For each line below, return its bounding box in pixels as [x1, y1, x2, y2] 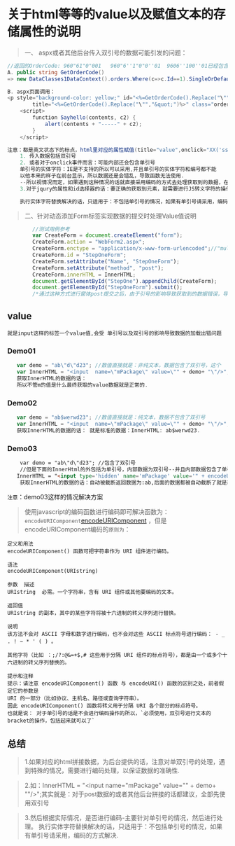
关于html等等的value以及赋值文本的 [7, 6, 214, 22]
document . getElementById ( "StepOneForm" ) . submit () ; [32, 284, 183, 291]
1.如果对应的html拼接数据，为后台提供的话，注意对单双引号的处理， [24, 758, 220, 766]
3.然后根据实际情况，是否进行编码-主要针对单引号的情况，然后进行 [24, 814, 217, 822]
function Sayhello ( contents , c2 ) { [32, 114, 136, 121]
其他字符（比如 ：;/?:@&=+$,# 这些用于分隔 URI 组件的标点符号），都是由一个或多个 [7, 651, 222, 658]
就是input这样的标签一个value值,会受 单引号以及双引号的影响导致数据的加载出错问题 [7, 330, 222, 337]
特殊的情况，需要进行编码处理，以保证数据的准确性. [30, 766, 180, 775]
